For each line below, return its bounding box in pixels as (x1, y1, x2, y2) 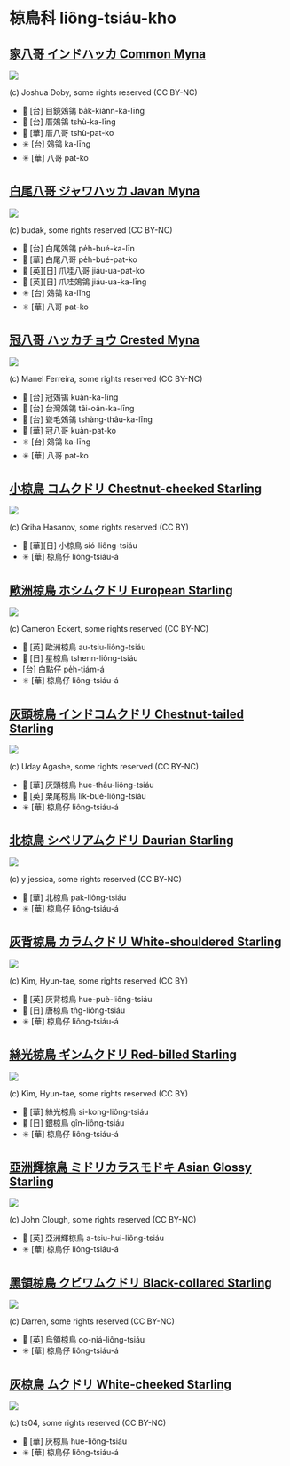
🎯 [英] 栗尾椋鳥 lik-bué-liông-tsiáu (21, 791, 146, 801)
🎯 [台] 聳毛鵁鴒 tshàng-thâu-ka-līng (21, 414, 153, 425)
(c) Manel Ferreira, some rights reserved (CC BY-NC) (9, 373, 203, 384)
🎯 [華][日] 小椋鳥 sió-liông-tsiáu (21, 540, 137, 551)
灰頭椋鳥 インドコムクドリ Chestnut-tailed (9, 706, 244, 721)
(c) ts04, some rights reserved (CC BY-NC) (9, 1417, 167, 1428)
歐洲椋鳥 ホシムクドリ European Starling (9, 583, 233, 598)
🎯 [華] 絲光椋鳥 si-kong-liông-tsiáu (21, 1106, 149, 1117)
